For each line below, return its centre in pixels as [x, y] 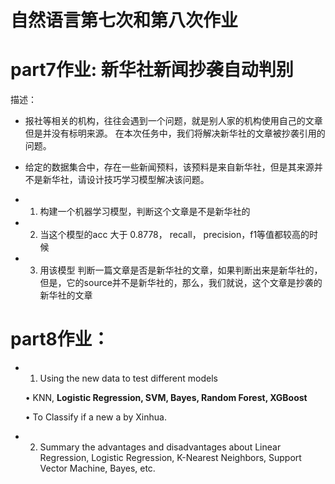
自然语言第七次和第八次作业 [124, 20]
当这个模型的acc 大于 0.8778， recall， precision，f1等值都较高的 [174, 235]
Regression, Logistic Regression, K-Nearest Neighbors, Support [170, 458]
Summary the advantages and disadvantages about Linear [160, 447]
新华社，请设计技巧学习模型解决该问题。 [126, 180]
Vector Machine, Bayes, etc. [97, 468]
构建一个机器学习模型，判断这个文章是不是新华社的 [145, 212]
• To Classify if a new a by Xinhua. [95, 417]
